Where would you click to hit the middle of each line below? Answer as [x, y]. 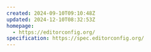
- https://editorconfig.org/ [54, 32]
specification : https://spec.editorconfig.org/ [75, 38]
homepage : [20, 26]
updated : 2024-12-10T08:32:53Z [51, 20]
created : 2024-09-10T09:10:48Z [51, 13]
